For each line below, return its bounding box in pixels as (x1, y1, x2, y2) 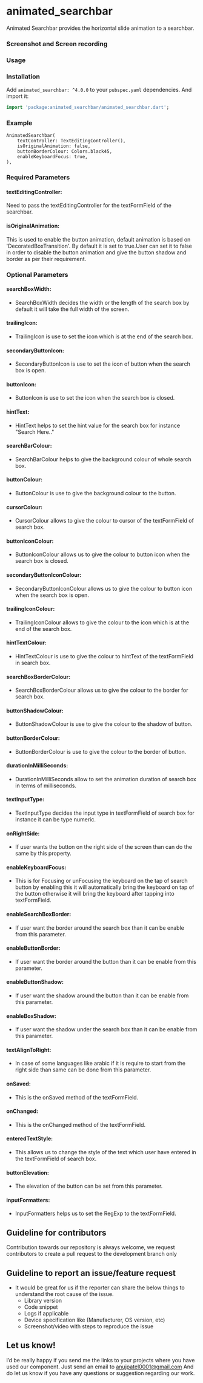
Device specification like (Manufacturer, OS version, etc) (24, 1316, 165, 1324)
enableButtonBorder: (6, 944, 61, 952)
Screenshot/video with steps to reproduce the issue (24, 1323, 154, 1330)
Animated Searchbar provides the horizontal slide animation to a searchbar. (6, 24, 195, 32)
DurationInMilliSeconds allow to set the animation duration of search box (15, 775, 197, 782)
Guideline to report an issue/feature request (6, 1267, 176, 1278)
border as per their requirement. (6, 255, 87, 262)
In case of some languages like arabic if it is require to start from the (15, 1060, 186, 1067)
